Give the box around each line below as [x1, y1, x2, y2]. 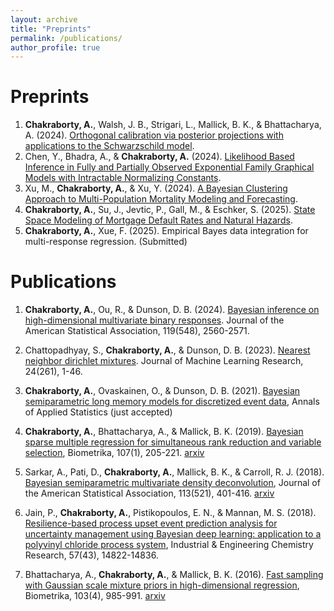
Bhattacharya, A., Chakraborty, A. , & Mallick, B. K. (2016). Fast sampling [24, 569, 324, 581]
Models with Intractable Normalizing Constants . [24, 172, 222, 184]
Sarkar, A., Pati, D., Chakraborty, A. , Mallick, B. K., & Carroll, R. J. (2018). [24, 466, 325, 478]
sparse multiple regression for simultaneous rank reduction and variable [24, 436, 322, 448]
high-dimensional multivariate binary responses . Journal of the [24, 314, 285, 326]
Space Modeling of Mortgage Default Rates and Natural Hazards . [24, 214, 293, 226]
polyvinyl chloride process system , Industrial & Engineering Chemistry [24, 539, 314, 551]
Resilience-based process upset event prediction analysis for [24, 517, 278, 530]
